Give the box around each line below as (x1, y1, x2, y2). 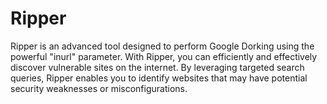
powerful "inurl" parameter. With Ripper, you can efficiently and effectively (10, 50, 318, 62)
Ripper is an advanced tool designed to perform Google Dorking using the (10, 40, 315, 52)
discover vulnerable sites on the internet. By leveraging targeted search (10, 61, 305, 73)
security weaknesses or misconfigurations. (10, 82, 188, 94)
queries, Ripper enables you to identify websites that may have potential (10, 72, 308, 84)
